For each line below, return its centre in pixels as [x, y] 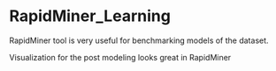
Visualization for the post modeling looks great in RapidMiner [120, 57]
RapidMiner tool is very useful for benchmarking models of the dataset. [139, 40]
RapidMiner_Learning [90, 16]
